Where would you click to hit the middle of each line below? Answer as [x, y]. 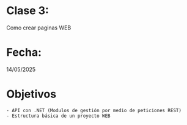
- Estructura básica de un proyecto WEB [59, 116]
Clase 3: [28, 11]
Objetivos [31, 94]
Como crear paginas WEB [39, 28]
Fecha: [24, 52]
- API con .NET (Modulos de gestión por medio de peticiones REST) [94, 110]
